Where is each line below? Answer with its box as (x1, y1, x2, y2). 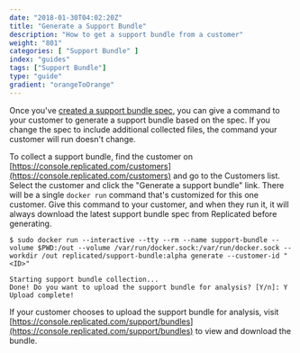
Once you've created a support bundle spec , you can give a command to (9, 104, 281, 115)
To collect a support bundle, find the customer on (9, 150, 194, 162)
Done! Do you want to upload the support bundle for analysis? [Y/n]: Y (9, 283, 288, 292)
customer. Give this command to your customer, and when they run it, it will (9, 199, 290, 210)
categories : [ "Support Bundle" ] (9, 47, 140, 56)
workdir (9, 251, 39, 260)
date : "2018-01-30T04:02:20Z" (9, 13, 123, 23)
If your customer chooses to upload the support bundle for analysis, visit (9, 306, 279, 317)
